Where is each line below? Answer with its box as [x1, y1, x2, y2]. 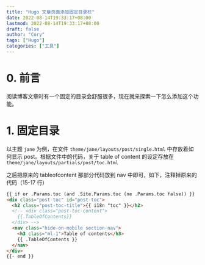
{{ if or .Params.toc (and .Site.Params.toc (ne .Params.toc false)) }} [6, 191, 195, 197]
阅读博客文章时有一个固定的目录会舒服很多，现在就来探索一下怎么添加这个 [6, 92, 193, 100]
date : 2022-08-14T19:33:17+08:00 [6, 15, 92, 21]
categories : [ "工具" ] [6, 43, 60, 49]
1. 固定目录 [6, 124, 60, 137]
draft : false [6, 26, 40, 32]
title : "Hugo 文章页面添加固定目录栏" [6, 9, 95, 15]
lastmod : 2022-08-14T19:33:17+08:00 [6, 20, 99, 26]
